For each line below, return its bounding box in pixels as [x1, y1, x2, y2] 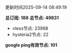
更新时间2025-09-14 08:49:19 [5, 4, 67, 10]
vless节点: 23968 [12, 25, 48, 31]
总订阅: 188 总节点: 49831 [5, 15, 59, 21]
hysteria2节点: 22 [12, 32, 48, 37]
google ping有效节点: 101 [5, 42, 57, 48]
